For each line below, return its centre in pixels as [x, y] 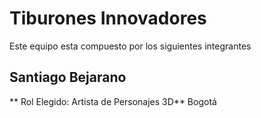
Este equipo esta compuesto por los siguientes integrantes [130, 46]
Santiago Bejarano [68, 77]
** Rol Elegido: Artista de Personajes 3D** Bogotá [113, 101]
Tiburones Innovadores [108, 18]
